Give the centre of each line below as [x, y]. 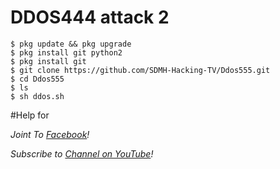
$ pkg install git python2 [66, 52]
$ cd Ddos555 [37, 79]
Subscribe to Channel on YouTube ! [82, 153]
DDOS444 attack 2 [90, 17]
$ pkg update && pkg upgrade [71, 44]
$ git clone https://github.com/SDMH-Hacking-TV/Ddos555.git [140, 70]
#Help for [30, 115]
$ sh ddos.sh [37, 96]
